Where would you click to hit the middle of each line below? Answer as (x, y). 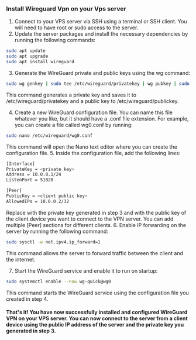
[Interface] (20, 164)
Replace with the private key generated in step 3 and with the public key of (96, 212)
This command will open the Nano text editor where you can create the (92, 147)
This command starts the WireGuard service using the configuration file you (97, 293)
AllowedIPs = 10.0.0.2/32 (37, 201)
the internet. (21, 259)
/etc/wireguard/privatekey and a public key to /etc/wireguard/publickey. (93, 101)
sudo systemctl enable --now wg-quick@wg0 (59, 281)
